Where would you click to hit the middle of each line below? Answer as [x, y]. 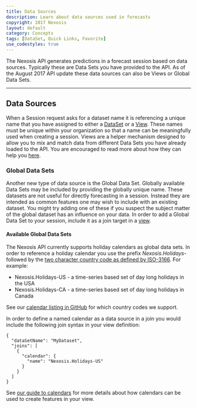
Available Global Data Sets [39, 234]
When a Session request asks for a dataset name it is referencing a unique [96, 117]
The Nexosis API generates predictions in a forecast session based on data [97, 61]
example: [17, 266]
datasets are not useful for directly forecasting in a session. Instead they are [98, 195]
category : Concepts [30, 33]
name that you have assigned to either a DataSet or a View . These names [94, 124]
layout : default [26, 28]
